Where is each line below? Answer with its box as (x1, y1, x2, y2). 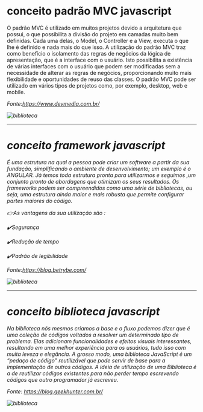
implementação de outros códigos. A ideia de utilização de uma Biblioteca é (7, 363, 197, 370)
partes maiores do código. (7, 197, 73, 204)
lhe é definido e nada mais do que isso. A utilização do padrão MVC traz (7, 43, 186, 51)
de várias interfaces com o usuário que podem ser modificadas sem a (7, 62, 181, 70)
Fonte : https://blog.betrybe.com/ (7, 266, 87, 273)
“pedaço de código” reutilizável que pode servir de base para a (7, 356, 166, 364)
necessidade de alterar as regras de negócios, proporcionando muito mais (7, 69, 192, 76)
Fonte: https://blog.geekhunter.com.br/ (7, 388, 103, 395)
